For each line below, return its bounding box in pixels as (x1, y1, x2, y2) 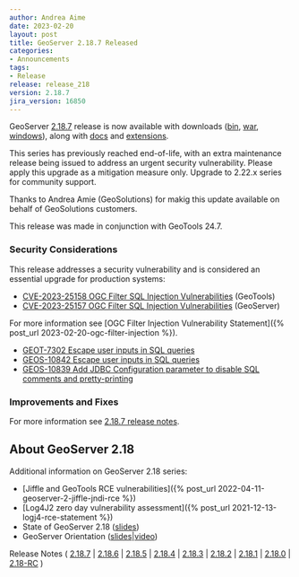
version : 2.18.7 (9, 88, 70, 97)
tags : (9, 64, 30, 73)
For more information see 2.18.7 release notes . (9, 415, 180, 426)
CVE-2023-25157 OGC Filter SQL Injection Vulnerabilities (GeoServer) (21, 300, 280, 310)
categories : (9, 47, 54, 56)
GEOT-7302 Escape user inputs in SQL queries (21, 345, 195, 355)
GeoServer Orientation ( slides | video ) (21, 530, 158, 541)
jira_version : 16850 (9, 96, 87, 106)
